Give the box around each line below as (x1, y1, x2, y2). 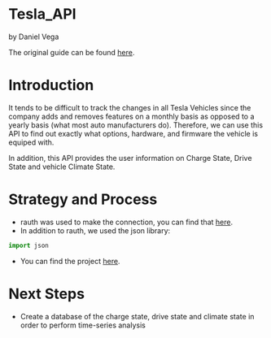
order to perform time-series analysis (20, 320, 146, 330)
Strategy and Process (8, 190, 158, 209)
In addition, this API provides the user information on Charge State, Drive (8, 153, 252, 162)
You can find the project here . (20, 256, 120, 266)
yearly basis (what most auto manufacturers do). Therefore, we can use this (8, 119, 263, 130)
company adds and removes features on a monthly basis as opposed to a (8, 111, 255, 121)
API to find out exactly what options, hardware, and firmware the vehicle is (8, 128, 259, 138)
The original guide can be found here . (8, 47, 135, 57)
